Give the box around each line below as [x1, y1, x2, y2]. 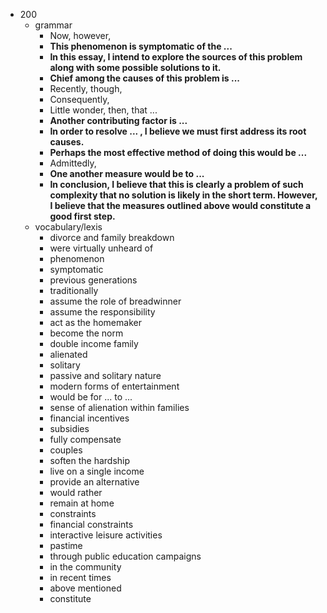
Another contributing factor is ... [49, 115, 188, 126]
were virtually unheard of [49, 242, 154, 254]
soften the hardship [49, 455, 131, 466]
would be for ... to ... [49, 391, 133, 403]
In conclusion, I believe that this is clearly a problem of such [49, 179, 304, 190]
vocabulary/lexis [34, 221, 103, 233]
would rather [49, 487, 103, 498]
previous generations [49, 274, 138, 286]
